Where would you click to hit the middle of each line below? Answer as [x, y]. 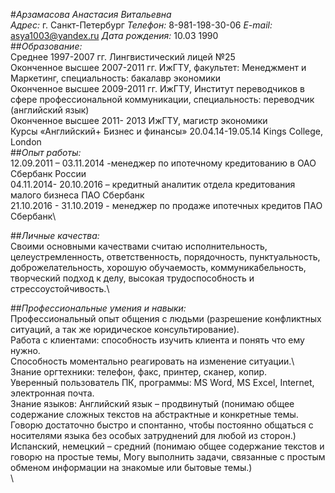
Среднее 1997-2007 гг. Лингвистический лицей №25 [123, 57]
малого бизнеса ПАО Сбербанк [77, 195]
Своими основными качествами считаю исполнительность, [139, 246]
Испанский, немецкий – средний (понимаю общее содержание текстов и [167, 446]
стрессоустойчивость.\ [60, 288]
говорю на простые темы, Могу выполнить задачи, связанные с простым [168, 457]
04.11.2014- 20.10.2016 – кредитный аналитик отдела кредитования [153, 184]
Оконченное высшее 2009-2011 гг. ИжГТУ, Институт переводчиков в [157, 88]
